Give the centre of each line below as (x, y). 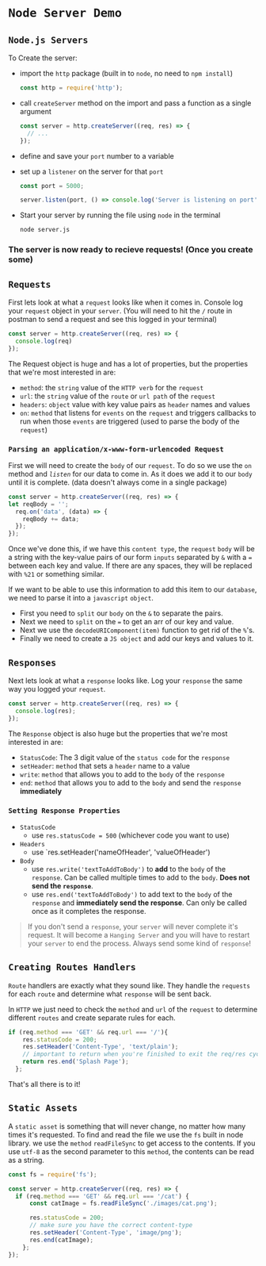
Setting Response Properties (65, 810)
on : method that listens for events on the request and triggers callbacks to (138, 412)
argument (35, 111)
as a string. (27, 1160)
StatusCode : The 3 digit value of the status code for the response (125, 757)
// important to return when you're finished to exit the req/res (134, 1054)
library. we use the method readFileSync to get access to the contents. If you (132, 1143)
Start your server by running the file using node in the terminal (120, 215)
